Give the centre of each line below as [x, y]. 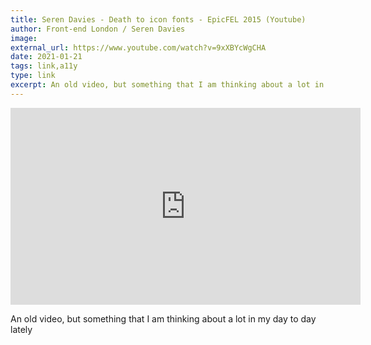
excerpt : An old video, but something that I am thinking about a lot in [167, 85]
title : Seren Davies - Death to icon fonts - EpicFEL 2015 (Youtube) [158, 19]
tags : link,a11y [44, 66]
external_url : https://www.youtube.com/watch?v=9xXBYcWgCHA [138, 47]
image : [24, 38]
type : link [33, 76]
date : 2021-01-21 [46, 57]
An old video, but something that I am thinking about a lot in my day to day [163, 318]
